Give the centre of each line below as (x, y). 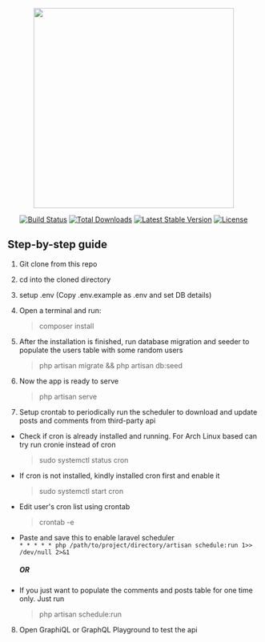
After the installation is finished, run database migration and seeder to (134, 341)
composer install (66, 326)
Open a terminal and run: (60, 310)
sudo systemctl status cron (84, 459)
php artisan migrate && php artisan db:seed (111, 365)
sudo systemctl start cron (81, 491)
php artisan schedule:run (80, 614)
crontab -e (56, 522)
